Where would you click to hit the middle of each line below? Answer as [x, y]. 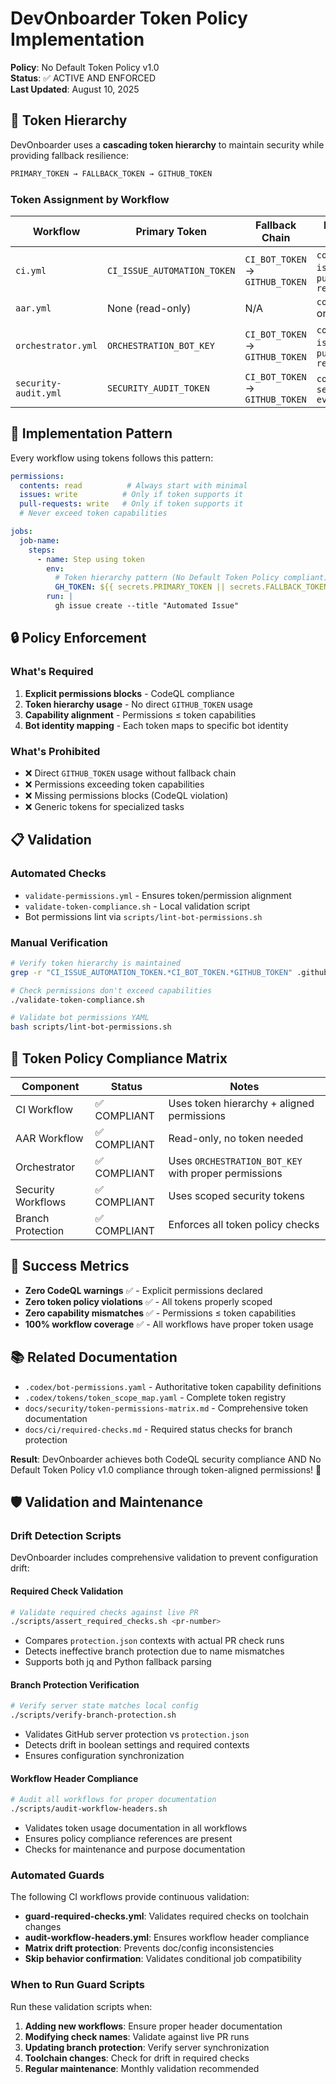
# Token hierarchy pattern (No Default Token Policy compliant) [191, 578]
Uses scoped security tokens [236, 1196]
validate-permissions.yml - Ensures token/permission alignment [158, 895]
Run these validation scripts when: [81, 2006]
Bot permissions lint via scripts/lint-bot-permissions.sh [143, 916]
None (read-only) [149, 308]
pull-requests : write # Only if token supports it [131, 504]
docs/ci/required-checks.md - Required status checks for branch [158, 1429]
